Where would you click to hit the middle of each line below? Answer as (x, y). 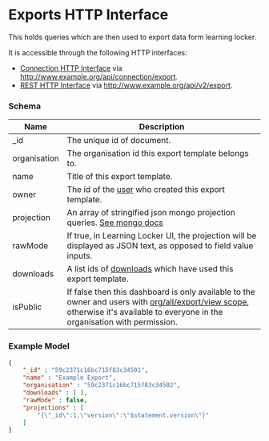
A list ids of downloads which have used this (150, 269)
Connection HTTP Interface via (71, 68)
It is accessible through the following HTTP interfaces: (98, 52)
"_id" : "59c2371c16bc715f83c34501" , (86, 370)
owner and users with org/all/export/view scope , (158, 302)
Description (162, 127)
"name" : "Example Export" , (69, 378)
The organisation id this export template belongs (158, 153)
